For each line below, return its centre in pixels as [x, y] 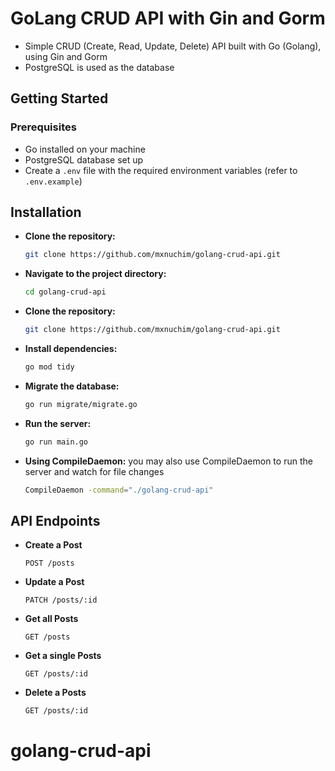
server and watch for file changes [94, 471]
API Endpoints [55, 520]
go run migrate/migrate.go [81, 404]
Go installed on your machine [85, 149]
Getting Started [59, 98]
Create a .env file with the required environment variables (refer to [161, 170]
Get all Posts [51, 619]
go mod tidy [49, 367]
